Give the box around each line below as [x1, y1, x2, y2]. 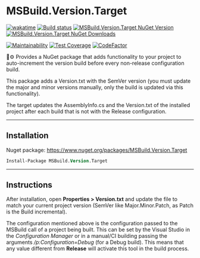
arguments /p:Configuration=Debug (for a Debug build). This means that [6, 239, 184, 246]
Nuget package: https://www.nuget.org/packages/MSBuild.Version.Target [6, 146, 187, 153]
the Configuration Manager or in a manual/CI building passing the [6, 232, 168, 240]
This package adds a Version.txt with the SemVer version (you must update [6, 77, 191, 84]
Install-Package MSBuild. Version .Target [6, 158, 108, 164]
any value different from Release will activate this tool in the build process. [6, 245, 189, 252]
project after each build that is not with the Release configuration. [6, 108, 167, 115]
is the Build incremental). [6, 208, 67, 215]
